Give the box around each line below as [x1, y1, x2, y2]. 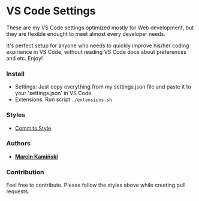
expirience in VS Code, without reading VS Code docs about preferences [6, 48, 187, 55]
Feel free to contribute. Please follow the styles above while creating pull [6, 181, 186, 189]
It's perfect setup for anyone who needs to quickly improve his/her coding [6, 42, 189, 49]
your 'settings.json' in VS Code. [14, 90, 94, 97]
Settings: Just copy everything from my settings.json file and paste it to [14, 83, 192, 90]
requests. [6, 188, 30, 195]
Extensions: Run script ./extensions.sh [14, 96, 112, 103]
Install [6, 69, 25, 78]
